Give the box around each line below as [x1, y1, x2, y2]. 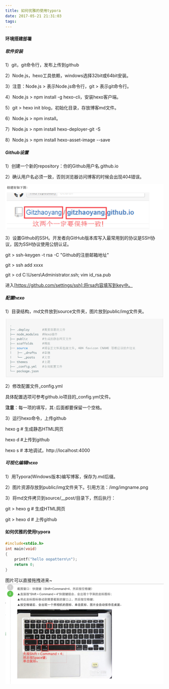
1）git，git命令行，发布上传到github [5, 62, 79, 68]
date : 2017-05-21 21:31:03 [5, 13, 62, 19]
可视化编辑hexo [5, 460, 38, 466]
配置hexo [5, 295, 25, 301]
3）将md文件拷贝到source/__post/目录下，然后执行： [5, 495, 116, 501]
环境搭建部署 [5, 35, 32, 41]
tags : [5, 19, 17, 24]
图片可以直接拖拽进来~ [5, 578, 53, 584]
